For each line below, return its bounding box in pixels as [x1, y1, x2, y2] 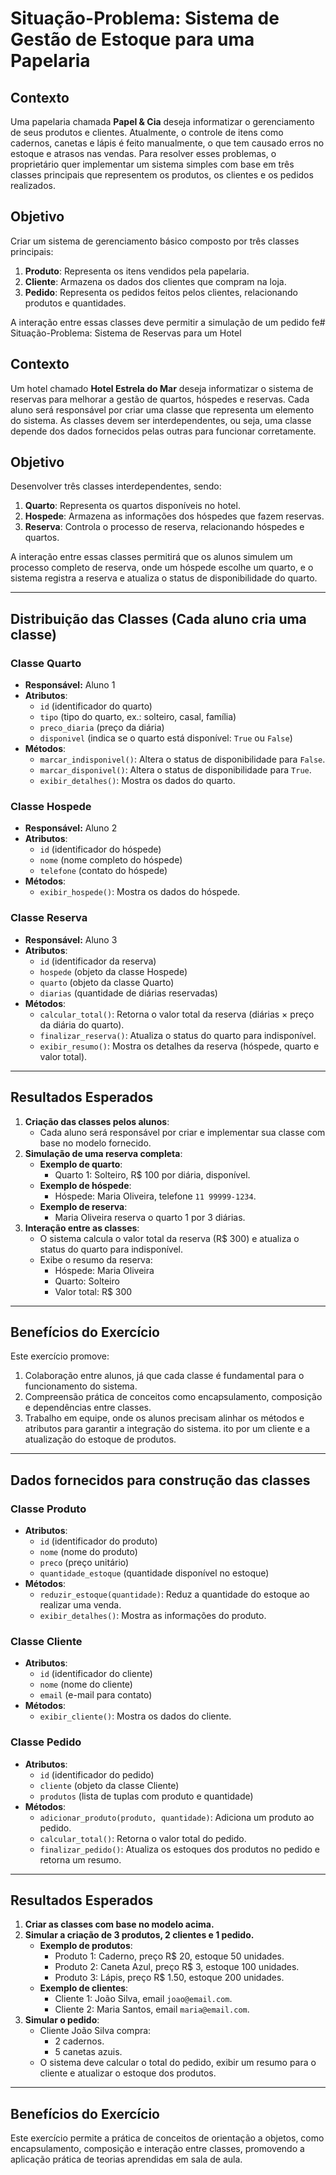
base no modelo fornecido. [39, 1137, 152, 1149]
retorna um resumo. [39, 1853, 122, 1866]
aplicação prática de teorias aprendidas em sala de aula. [10, 2153, 243, 2166]
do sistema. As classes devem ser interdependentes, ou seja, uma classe [10, 414, 312, 426]
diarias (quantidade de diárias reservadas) [39, 987, 218, 999]
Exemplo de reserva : [39, 1200, 128, 1212]
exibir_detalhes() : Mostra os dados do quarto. [39, 775, 236, 787]
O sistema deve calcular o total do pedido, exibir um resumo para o [39, 2057, 317, 2069]
